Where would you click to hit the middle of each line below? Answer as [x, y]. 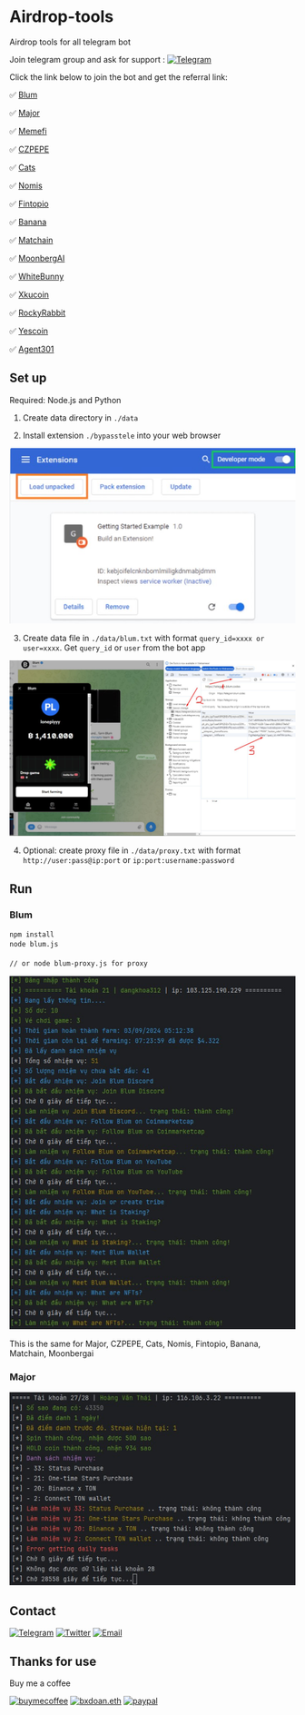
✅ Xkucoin [30, 294]
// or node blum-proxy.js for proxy [79, 963]
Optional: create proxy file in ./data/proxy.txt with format [131, 850]
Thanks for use [53, 1661]
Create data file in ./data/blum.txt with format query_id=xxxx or [143, 638]
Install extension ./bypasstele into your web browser [122, 435]
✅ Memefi [28, 131]
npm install [32, 935]
